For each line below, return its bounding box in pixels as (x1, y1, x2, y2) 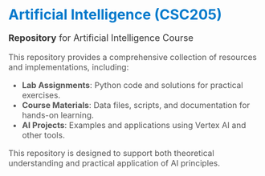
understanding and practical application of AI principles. (8, 158, 221, 169)
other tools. (22, 130, 66, 141)
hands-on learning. (22, 110, 95, 121)
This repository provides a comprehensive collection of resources (8, 51, 257, 62)
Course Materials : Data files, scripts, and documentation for (22, 99, 251, 110)
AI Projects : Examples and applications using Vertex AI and (22, 119, 247, 130)
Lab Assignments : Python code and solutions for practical (22, 79, 243, 90)
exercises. (22, 90, 61, 101)
